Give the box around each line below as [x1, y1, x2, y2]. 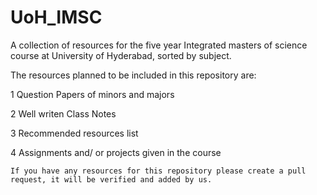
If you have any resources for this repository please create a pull [10, 166, 307, 176]
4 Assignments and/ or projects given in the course [10, 146, 222, 158]
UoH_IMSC [10, 6, 103, 29]
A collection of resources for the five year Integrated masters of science [10, 39, 308, 51]
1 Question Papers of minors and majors [10, 88, 175, 100]
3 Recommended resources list [10, 127, 139, 139]
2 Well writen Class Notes [10, 107, 117, 120]
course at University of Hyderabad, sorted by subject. [10, 49, 232, 61]
